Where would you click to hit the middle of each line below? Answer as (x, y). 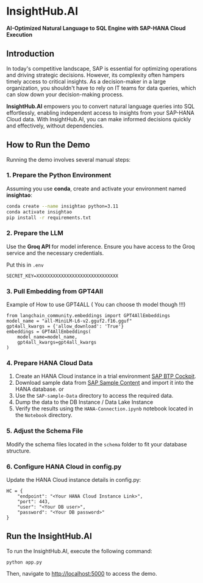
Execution (19, 34)
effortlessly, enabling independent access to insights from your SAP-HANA (100, 113)
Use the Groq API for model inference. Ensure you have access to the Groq (101, 246)
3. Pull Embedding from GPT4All (55, 291)
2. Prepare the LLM (35, 233)
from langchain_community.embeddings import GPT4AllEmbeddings (88, 316)
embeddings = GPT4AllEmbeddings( (49, 332)
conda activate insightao (39, 212)
